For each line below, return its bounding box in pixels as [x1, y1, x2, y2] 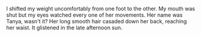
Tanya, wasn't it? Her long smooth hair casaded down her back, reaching [6, 18, 187, 24]
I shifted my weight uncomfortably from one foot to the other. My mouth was [6, 5, 195, 12]
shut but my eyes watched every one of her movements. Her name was [6, 11, 183, 18]
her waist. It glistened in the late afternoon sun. [6, 24, 123, 31]
